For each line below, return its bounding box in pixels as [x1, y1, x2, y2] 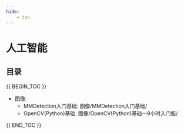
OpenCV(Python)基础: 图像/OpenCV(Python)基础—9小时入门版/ [23, 110, 178, 117]
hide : [6, 8, 19, 15]
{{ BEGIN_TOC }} [6, 83, 47, 90]
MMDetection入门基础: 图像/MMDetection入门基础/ [23, 102, 148, 109]
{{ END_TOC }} [6, 122, 42, 129]
